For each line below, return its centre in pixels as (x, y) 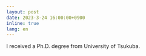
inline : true (23, 23)
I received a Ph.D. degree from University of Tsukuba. (73, 46)
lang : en (17, 29)
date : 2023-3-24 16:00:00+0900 (46, 18)
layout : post (23, 12)
